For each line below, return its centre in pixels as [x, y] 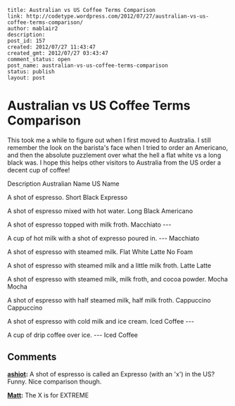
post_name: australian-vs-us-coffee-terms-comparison [88, 65]
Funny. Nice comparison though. [55, 381]
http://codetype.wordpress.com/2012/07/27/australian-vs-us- [118, 16]
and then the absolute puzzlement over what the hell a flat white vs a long [114, 155]
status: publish [31, 72]
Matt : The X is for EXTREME [48, 395]
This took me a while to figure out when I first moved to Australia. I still [109, 140]
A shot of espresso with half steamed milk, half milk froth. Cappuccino [109, 300]
